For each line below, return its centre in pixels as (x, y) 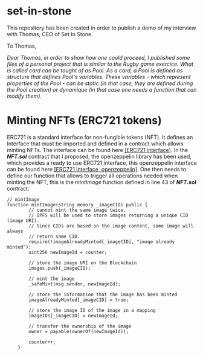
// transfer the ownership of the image (80, 326)
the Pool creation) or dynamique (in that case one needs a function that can (102, 89)
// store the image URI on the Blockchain (83, 263)
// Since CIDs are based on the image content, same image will (111, 226)
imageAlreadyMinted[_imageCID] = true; (79, 300)
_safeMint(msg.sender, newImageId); (75, 284)
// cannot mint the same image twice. (77, 210)
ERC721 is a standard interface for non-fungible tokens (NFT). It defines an (100, 137)
